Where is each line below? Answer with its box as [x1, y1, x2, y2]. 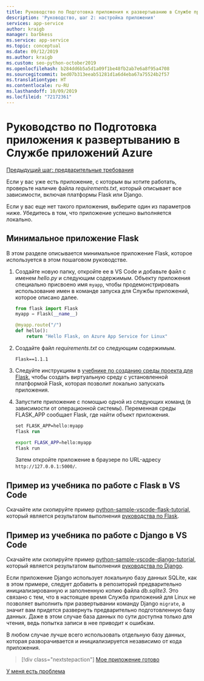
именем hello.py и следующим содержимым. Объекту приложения [15, 274, 191, 281]
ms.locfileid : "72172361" [6, 94, 72, 100]
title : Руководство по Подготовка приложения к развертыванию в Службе [6, 9, 191, 15]
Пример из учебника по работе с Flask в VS [6, 480, 180, 490]
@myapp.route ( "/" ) [15, 322, 62, 328]
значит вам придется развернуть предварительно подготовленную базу [6, 607, 195, 613]
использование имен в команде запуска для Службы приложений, [15, 287, 189, 294]
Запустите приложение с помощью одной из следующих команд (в [15, 398, 191, 405]
